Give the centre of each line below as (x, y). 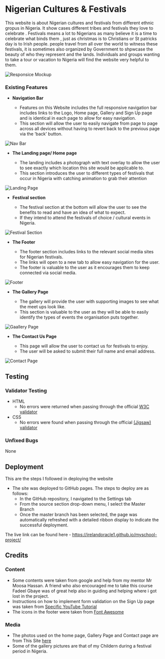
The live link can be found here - (38, 535)
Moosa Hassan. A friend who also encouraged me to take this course (82, 585)
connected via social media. (48, 273)
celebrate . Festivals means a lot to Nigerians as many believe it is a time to (81, 33)
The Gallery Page (30, 292)
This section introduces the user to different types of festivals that (87, 173)
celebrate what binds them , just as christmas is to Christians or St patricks (81, 39)
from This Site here (32, 641)
